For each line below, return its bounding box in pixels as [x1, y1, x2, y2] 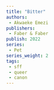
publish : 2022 [6, 36, 41, 42]
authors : [6, 14, 28, 20]
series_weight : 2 [6, 53, 49, 59]
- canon [8, 75, 28, 81]
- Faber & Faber [8, 31, 49, 37]
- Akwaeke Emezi [8, 20, 49, 25]
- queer [8, 69, 28, 75]
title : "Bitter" [6, 8, 46, 15]
